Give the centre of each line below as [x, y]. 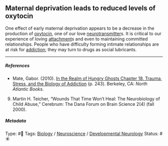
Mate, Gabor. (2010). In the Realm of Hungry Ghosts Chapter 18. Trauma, [87, 78]
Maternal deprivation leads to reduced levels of [80, 8]
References [17, 66]
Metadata [16, 121]
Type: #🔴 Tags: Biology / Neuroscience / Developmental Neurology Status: [82, 133]
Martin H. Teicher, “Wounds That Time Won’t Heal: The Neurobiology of [86, 99]
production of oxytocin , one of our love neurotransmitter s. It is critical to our [83, 33]
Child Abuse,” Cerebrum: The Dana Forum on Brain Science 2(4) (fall [83, 104]
